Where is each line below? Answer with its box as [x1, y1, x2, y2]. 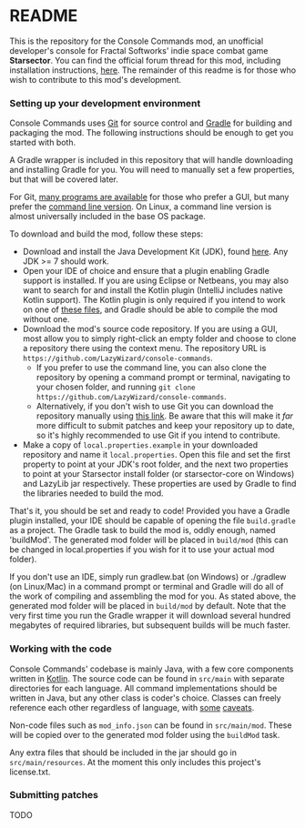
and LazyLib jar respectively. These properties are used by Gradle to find [22, 479, 297, 490]
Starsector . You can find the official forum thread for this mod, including [9, 55, 281, 66]
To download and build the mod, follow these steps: [9, 228, 203, 239]
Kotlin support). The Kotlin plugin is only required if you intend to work [22, 295, 286, 306]
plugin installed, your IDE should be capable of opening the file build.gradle [9, 515, 296, 526]
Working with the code [9, 642, 112, 655]
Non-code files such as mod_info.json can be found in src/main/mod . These [9, 720, 292, 731]
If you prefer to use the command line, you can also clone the [36, 362, 267, 373]
